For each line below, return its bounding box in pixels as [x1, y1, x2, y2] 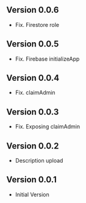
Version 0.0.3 [6, 106, 59, 117]
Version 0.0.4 [6, 73, 60, 83]
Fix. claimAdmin [15, 89, 56, 97]
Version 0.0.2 [6, 141, 59, 151]
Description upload [15, 157, 63, 164]
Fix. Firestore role [15, 21, 60, 28]
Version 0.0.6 [6, 5, 59, 15]
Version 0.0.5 [6, 39, 59, 50]
